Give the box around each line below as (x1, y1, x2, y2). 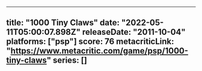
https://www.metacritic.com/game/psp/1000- (10, 46, 188, 56)
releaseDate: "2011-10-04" (82, 27, 186, 37)
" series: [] (46, 55, 87, 66)
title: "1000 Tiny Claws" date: (6, 17, 120, 28)
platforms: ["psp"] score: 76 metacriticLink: (6, 37, 174, 47)
